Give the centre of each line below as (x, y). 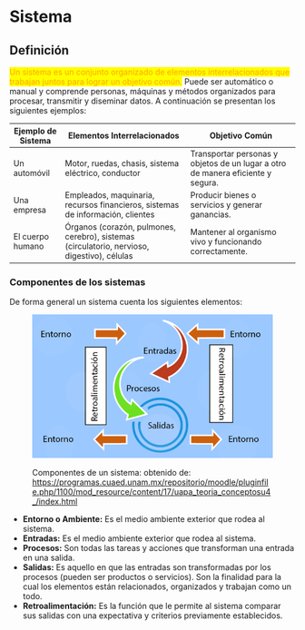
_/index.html (55, 502)
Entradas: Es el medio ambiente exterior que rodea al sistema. (139, 538)
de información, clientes (110, 214)
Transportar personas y (234, 153)
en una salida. (49, 558)
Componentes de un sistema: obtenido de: (112, 473)
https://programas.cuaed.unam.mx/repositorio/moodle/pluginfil (151, 482)
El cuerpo (31, 237)
